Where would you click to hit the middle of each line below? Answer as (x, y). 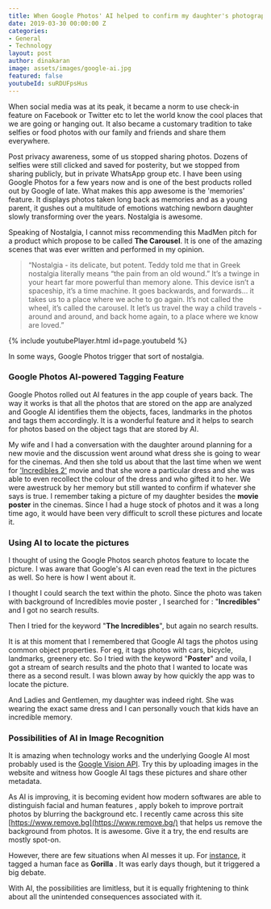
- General (25, 38)
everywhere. (29, 140)
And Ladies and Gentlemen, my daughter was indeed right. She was (121, 700)
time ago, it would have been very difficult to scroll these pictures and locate (135, 513)
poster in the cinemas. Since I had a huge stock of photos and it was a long (134, 505)
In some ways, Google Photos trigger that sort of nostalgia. (106, 356)
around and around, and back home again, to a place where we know (143, 316)
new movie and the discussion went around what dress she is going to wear (134, 453)
